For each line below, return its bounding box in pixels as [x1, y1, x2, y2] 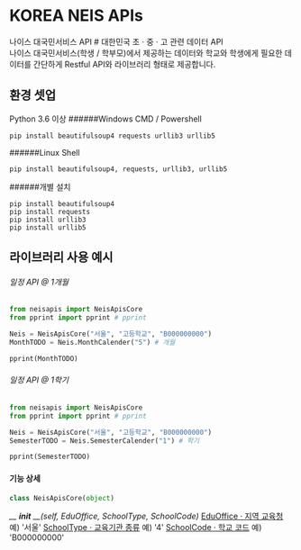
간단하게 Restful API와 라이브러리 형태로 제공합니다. [32, 59, 216, 69]
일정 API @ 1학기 [9, 374, 69, 385]
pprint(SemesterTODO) [9, 452, 91, 462]
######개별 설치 [9, 181, 71, 192]
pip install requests [9, 207, 91, 216]
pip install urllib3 [9, 215, 87, 224]
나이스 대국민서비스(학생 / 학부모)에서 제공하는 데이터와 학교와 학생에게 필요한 [9, 47, 283, 59]
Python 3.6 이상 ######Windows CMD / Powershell [9, 113, 203, 124]
